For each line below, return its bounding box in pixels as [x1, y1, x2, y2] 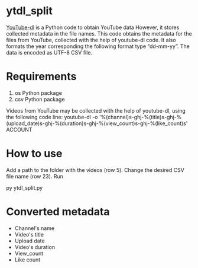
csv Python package [14, 95, 65, 103]
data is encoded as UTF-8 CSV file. [6, 49, 93, 56]
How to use [6, 147, 63, 161]
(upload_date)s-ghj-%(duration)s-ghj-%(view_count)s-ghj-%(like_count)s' [6, 120, 188, 127]
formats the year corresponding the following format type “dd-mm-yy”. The [6, 43, 190, 50]
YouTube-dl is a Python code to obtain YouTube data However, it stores [6, 24, 180, 31]
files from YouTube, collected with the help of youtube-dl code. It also [6, 36, 176, 43]
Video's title [14, 231, 44, 238]
